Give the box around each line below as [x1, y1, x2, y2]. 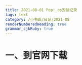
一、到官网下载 [5, 50, 68, 61]
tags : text [5, 12, 28, 17]
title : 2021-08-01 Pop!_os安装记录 [5, 7, 77, 13]
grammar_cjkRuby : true [5, 26, 53, 31]
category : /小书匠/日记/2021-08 [5, 17, 70, 22]
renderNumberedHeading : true [5, 21, 67, 27]
